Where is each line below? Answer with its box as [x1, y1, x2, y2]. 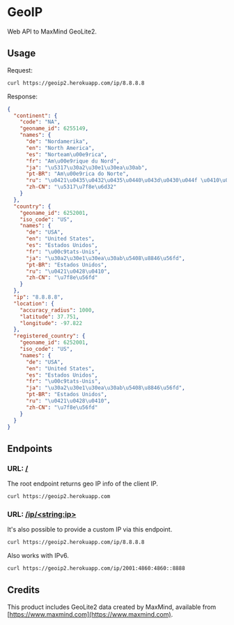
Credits [7, 584, 40, 596]
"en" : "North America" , [25, 144, 95, 151]
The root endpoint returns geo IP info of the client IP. [7, 479, 159, 488]
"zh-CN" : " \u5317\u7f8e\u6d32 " [25, 183, 117, 190]
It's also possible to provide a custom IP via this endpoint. [7, 525, 173, 534]
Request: [7, 66, 33, 74]
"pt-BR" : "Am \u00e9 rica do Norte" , [25, 170, 130, 178]
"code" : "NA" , [19, 119, 61, 126]
